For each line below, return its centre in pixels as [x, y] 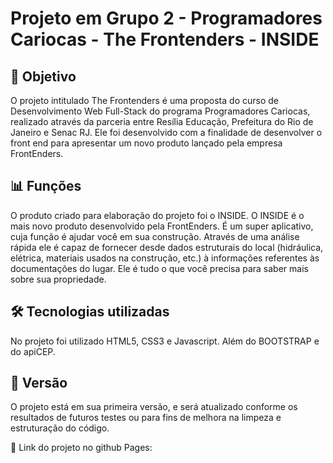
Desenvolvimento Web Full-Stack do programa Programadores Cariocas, [160, 111]
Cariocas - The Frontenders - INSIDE [165, 39]
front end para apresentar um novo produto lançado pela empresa [146, 143]
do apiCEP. [33, 351]
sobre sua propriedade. [58, 279]
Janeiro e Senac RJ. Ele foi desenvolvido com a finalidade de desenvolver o [166, 132]
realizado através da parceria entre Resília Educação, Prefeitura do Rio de [162, 121]
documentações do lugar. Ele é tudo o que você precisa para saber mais [159, 268]
